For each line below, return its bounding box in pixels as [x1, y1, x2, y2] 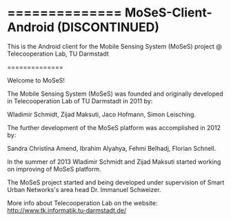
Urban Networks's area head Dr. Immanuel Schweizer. [7, 185, 161, 193]
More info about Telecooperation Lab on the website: [7, 198, 158, 207]
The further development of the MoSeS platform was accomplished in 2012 [7, 123, 221, 131]
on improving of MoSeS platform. [7, 165, 101, 173]
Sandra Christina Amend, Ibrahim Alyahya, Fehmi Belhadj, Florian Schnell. [7, 144, 217, 152]
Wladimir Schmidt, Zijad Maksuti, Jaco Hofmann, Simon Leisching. [7, 110, 197, 118]
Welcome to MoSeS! [7, 76, 66, 84]
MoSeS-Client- [124, 5, 212, 21]
